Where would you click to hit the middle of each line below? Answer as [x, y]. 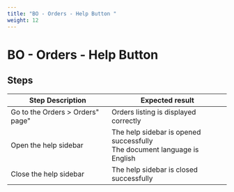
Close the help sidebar [48, 174]
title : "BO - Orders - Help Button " [62, 14]
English [123, 158]
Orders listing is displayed [154, 112]
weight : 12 [23, 20]
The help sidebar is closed [155, 170]
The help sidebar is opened [156, 132]
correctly [126, 121]
